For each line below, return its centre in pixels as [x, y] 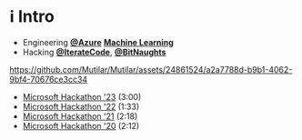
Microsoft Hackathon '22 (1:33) [81, 106]
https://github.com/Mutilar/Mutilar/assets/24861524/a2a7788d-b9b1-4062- [151, 69]
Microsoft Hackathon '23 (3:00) [82, 96]
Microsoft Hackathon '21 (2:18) [80, 116]
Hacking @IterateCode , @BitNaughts [94, 52]
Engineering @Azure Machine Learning [98, 42]
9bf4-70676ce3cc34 [49, 79]
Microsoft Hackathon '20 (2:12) [81, 125]
